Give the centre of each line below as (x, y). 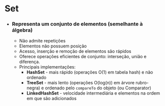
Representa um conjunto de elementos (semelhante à (77, 24)
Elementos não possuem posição (53, 46)
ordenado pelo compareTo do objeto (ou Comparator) (98, 88)
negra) (33, 88)
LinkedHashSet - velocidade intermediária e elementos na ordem (93, 93)
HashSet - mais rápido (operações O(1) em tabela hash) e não (90, 72)
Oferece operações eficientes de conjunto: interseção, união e (83, 57)
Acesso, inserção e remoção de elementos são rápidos (75, 51)
